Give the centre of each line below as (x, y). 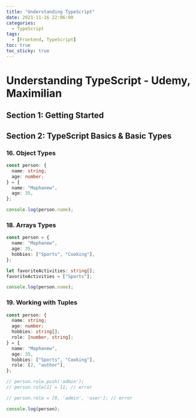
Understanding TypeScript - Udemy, (98, 80)
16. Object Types (31, 153)
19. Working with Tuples (42, 303)
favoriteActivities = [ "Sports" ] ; (49, 276)
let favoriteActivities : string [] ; (51, 271)
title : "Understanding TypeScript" (51, 12)
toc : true (19, 46)
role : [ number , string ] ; (43, 338)
